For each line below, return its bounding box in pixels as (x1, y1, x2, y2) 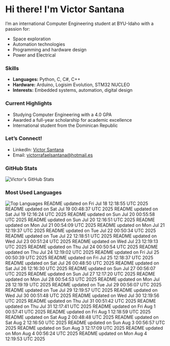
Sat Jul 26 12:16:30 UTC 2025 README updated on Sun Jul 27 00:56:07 (5, 265, 156, 272)
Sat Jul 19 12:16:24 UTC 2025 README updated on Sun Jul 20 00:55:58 (5, 211, 155, 218)
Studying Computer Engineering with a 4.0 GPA (12, 111, 112, 118)
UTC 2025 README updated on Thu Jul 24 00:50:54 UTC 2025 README (5, 244, 158, 250)
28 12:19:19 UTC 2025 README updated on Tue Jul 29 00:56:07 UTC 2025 (5, 282, 162, 288)
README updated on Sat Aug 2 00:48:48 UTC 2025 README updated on (5, 314, 159, 321)
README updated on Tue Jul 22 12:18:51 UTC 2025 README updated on (5, 233, 157, 239)
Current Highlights (5, 100, 52, 107)
